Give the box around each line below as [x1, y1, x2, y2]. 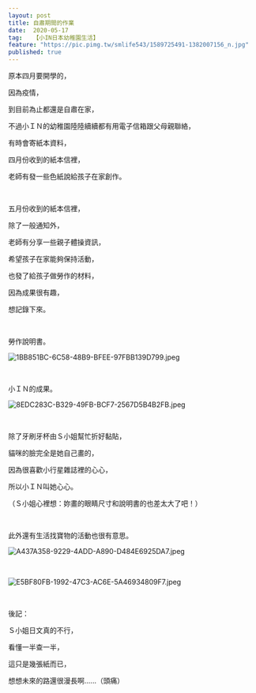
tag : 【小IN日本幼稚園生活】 [8, 33, 100, 42]
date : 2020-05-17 [8, 26, 69, 34]
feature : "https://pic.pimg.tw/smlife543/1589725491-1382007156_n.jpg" [8, 41, 249, 49]
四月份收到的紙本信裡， [8, 155, 85, 164]
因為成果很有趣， [8, 288, 64, 297]
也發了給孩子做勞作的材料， [8, 271, 99, 281]
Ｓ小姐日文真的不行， [8, 626, 77, 635]
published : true [8, 48, 62, 56]
